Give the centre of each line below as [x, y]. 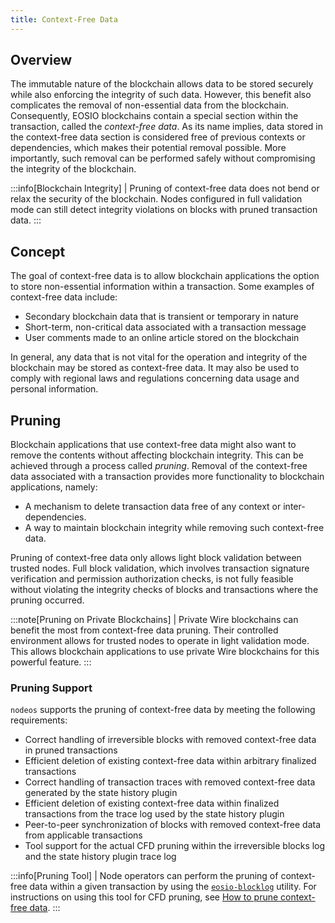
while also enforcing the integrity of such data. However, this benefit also [161, 95]
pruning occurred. [47, 600]
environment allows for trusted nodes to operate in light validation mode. [160, 641]
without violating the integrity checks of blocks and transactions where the [164, 590]
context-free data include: [64, 297]
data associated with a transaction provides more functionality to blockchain [167, 477]
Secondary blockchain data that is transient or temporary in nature [162, 317]
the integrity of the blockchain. [73, 169]
